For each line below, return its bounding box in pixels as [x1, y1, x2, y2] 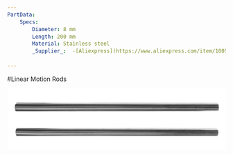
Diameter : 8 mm [32, 26, 76, 33]
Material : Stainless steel [32, 40, 110, 48]
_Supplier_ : [32, 48, 67, 55]
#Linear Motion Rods [7, 75, 67, 83]
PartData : [7, 11, 36, 18]
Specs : [19, 18, 39, 26]
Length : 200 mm [32, 33, 76, 40]
